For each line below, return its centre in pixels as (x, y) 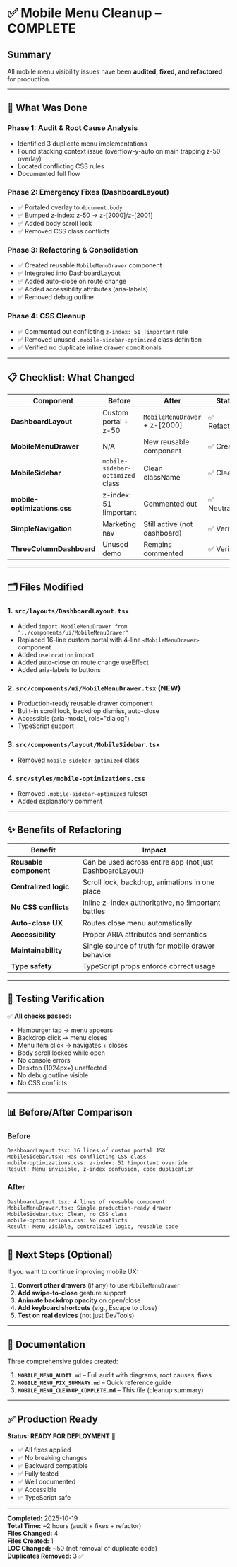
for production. (29, 79)
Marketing (119, 524)
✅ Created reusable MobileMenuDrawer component (90, 265)
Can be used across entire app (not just (148, 862)
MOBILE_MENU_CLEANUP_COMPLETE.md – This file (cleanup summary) (110, 1390)
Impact (154, 850)
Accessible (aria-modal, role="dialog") (73, 719)
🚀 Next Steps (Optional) (60, 1255)
